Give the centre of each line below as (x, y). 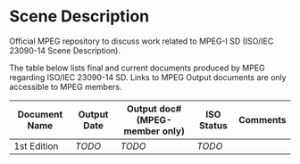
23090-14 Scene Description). (65, 50)
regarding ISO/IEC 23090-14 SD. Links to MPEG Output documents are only (148, 77)
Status (213, 125)
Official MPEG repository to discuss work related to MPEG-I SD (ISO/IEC (142, 41)
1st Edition (36, 146)
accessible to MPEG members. (66, 86)
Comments (262, 119)
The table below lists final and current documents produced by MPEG (137, 68)
